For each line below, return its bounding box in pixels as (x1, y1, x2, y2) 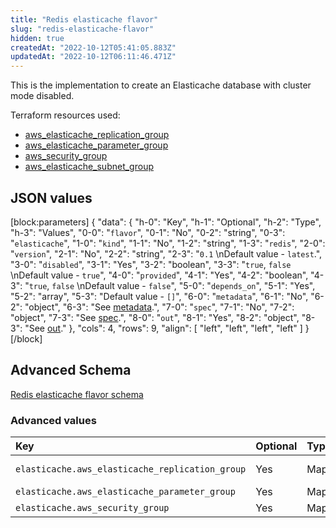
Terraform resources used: (10, 109, 121, 121)
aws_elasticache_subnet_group (24, 161, 154, 173)
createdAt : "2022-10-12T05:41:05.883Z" (10, 42, 177, 53)
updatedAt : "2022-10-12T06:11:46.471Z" (10, 52, 177, 62)
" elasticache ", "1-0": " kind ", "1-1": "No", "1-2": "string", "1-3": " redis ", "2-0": (10, 237, 326, 249)
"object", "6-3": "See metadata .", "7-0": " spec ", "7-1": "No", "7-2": (24, 301, 295, 313)
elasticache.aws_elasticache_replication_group (15, 464, 247, 475)
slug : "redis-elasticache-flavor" (10, 24, 155, 34)
